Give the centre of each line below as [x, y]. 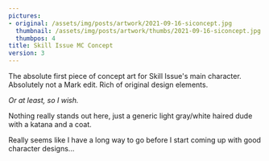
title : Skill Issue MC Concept [61, 46]
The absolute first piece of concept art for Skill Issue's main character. [125, 76]
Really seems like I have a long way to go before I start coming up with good [135, 140]
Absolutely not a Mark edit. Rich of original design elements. [108, 85]
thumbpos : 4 [36, 38]
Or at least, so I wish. [43, 100]
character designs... [41, 149]
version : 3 [27, 53]
